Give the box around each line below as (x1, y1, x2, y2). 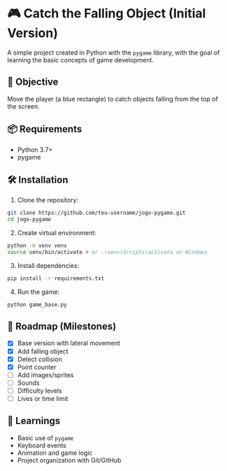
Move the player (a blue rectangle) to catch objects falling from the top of (7, 94, 219, 103)
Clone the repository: (17, 196, 79, 204)
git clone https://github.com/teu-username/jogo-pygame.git (7, 209, 186, 217)
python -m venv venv (7, 242, 68, 249)
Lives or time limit (17, 394, 68, 402)
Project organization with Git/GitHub (17, 456, 122, 464)
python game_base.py (7, 301, 68, 308)
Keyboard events (17, 441, 66, 449)
